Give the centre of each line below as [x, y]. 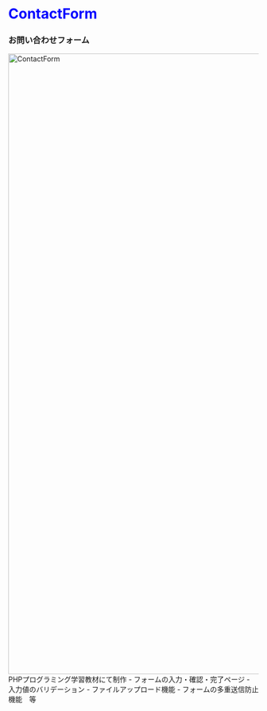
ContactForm [53, 14]
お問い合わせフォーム [49, 41]
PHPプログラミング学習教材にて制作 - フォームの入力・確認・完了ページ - [129, 680]
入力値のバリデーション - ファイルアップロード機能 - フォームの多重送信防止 [133, 690]
